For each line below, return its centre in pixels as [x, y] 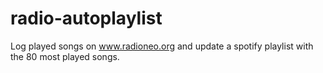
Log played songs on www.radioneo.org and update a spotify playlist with [162, 46]
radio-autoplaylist [86, 18]
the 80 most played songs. [65, 56]
